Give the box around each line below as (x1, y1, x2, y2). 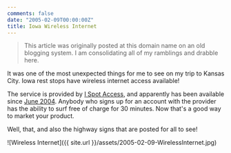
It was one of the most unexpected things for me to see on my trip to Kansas (7, 69, 225, 78)
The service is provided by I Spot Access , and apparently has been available (7, 90, 225, 98)
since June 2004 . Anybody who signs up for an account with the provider (7, 97, 217, 106)
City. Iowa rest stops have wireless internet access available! (7, 77, 180, 85)
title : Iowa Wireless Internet (7, 23, 97, 30)
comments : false (7, 10, 54, 17)
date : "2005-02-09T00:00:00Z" (7, 16, 94, 23)
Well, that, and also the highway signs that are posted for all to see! (7, 125, 198, 134)
